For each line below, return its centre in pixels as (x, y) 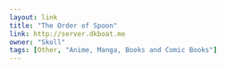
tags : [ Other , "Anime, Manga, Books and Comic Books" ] (113, 50)
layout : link (33, 17)
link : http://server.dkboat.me (67, 34)
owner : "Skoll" (37, 42)
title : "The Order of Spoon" (63, 26)
